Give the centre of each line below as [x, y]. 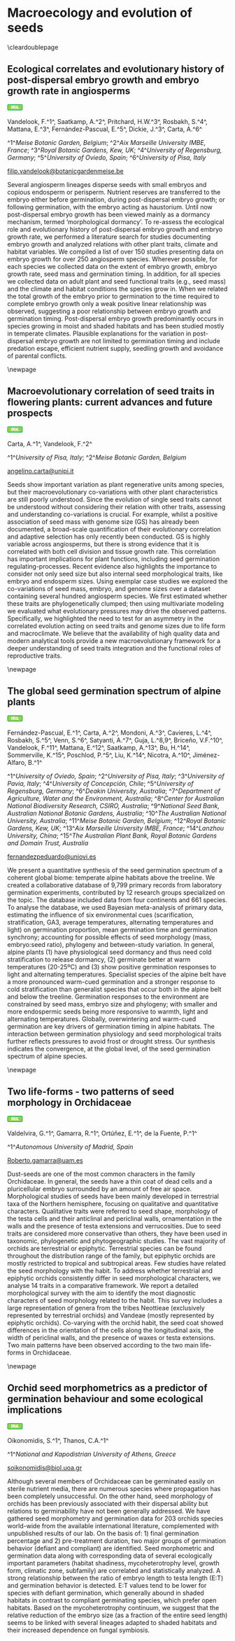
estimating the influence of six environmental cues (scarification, [101, 915]
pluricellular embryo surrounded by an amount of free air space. [100, 1189]
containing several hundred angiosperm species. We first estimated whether [117, 596]
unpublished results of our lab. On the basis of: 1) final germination [103, 1533]
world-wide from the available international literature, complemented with [113, 1525]
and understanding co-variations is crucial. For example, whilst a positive [113, 514]
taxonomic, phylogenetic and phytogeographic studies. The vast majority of [116, 1240]
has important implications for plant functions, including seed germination [114, 559]
